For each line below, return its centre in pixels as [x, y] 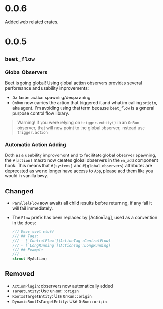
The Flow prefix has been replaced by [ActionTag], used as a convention [85, 217]
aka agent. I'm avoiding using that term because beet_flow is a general [83, 108]
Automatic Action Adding [36, 144]
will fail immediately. [32, 208]
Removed [20, 274]
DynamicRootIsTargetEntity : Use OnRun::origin [60, 301]
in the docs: [24, 223]
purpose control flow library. [41, 113]
